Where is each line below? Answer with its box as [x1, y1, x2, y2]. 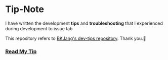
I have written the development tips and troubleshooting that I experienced [5, 20, 163, 26]
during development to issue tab [5, 25, 73, 31]
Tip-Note [5, 4, 45, 15]
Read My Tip [5, 48, 37, 55]
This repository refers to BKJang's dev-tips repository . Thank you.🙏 [5, 35, 146, 41]
